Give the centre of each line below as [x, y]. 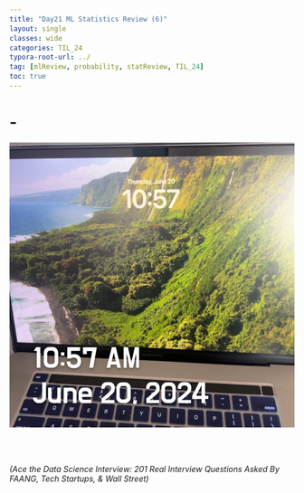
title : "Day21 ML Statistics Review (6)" [89, 19]
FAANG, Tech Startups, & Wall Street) [79, 479]
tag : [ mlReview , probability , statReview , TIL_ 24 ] [107, 67]
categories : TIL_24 [46, 48]
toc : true [28, 77]
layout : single [38, 28]
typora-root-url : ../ [50, 57]
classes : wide [36, 38]
